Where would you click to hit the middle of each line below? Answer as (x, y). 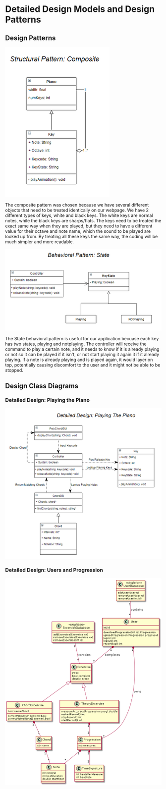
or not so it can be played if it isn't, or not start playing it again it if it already (82, 355)
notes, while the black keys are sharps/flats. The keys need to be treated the (83, 221)
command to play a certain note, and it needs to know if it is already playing (82, 349)
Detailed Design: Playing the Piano (48, 400)
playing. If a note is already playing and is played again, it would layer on (79, 360)
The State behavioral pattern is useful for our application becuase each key (82, 339)
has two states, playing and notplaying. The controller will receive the (76, 344)
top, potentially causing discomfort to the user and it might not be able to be (83, 365)
